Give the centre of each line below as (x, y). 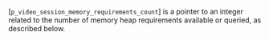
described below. (37, 28)
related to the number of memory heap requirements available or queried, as (135, 20)
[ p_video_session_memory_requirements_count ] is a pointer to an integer (126, 12)
